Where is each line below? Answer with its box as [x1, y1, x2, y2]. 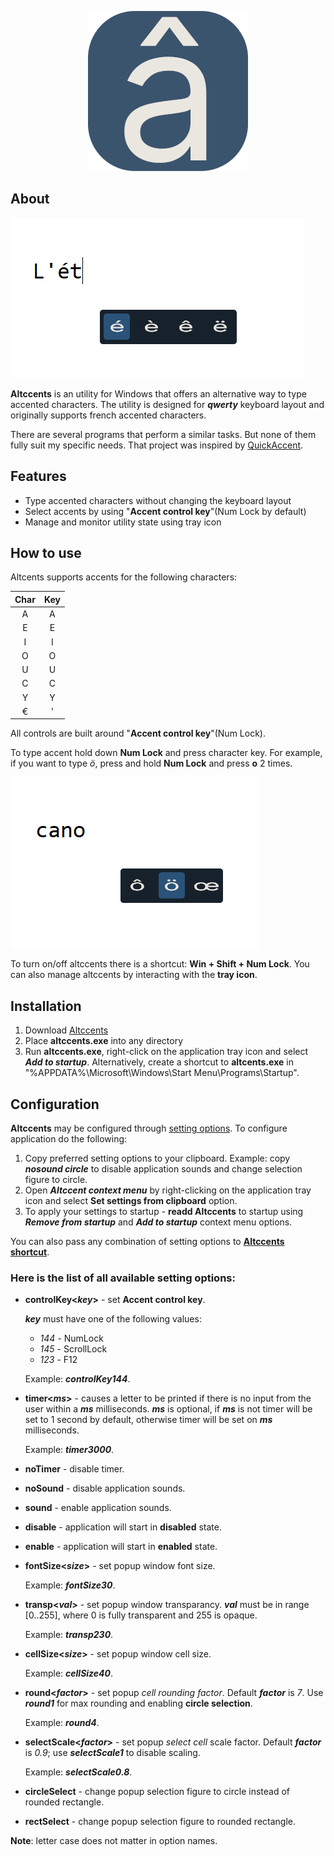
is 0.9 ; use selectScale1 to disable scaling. [24, 1747, 201, 1759]
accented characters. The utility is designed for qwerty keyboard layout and [10, 398, 325, 410]
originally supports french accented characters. [10, 409, 207, 421]
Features [10, 468, 67, 485]
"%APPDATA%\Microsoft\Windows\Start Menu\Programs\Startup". [24, 1067, 300, 1079]
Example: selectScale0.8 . [24, 1766, 133, 1778]
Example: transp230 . [24, 1629, 114, 1641]
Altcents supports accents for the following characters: [10, 571, 238, 583]
